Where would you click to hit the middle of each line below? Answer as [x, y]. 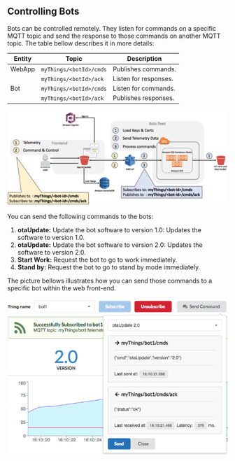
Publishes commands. [144, 69]
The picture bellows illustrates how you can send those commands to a [110, 281]
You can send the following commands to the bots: [80, 217]
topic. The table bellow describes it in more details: [81, 43]
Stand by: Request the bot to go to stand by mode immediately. [109, 267]
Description [144, 59]
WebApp [23, 69]
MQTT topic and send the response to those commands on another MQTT [114, 36]
